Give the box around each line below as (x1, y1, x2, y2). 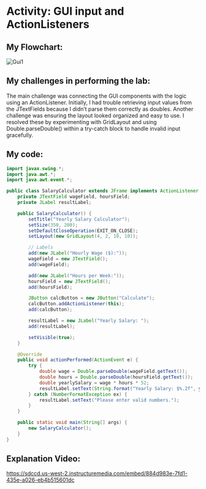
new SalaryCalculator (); (28, 425, 92, 431)
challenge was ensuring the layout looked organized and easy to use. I (6, 112, 185, 119)
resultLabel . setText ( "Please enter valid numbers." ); (39, 397, 180, 403)
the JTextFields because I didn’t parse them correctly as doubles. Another (6, 105, 194, 112)
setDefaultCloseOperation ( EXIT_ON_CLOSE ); (28, 227, 139, 234)
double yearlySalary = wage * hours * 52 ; (39, 380, 150, 386)
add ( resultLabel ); (28, 323, 75, 329)
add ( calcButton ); (28, 307, 72, 313)
